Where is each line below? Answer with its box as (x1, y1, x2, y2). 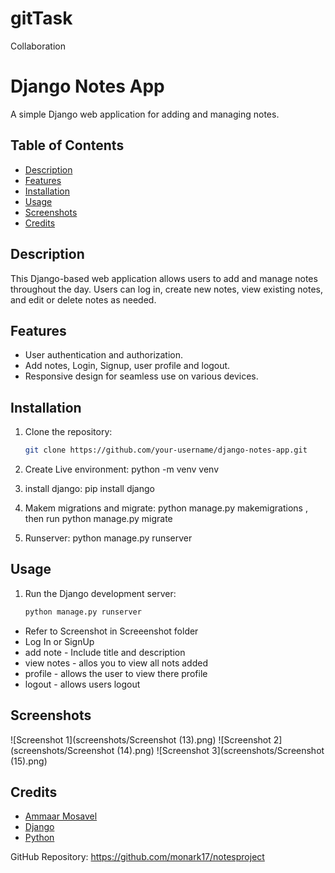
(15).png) (10, 755, 48, 767)
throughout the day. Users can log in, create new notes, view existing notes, (10, 283, 323, 295)
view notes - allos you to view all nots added (24, 657, 208, 669)
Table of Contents (10, 137, 125, 154)
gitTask (10, 7, 73, 30)
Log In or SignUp (24, 635, 95, 647)
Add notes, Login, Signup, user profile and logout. (24, 360, 231, 372)
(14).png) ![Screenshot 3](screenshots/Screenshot (116, 744, 325, 756)
